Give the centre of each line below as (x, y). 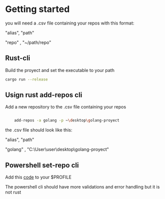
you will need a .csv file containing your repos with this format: (70, 23)
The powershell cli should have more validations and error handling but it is (82, 187)
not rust (13, 192)
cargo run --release (27, 79)
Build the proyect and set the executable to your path (60, 70)
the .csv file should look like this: (39, 130)
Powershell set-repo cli (42, 165)
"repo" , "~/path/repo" (28, 42)
